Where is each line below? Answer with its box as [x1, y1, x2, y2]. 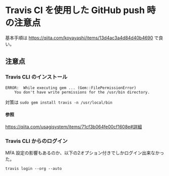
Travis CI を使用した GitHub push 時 [5, 5, 156, 16]
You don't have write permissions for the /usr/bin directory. [14, 90, 150, 95]
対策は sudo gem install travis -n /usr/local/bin [5, 99, 112, 105]
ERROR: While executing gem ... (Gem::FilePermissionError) [5, 85, 137, 91]
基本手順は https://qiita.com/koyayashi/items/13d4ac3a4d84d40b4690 [5, 35, 153, 41]
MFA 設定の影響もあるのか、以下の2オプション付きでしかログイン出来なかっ [5, 150, 164, 156]
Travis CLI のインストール [5, 73, 68, 80]
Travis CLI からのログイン [5, 137, 68, 144]
